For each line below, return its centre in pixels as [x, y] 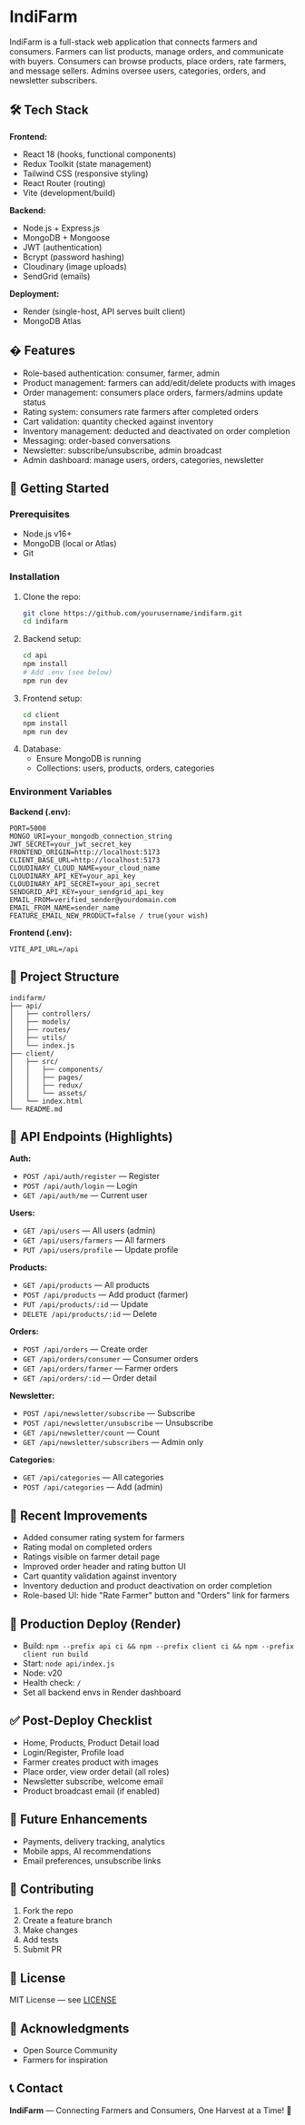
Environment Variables [61, 792]
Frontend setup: [52, 698]
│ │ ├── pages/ [46, 1077]
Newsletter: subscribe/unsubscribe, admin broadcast [122, 450]
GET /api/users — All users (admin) [89, 1231]
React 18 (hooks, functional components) [99, 154]
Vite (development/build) [69, 192]
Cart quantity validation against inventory [99, 1576]
